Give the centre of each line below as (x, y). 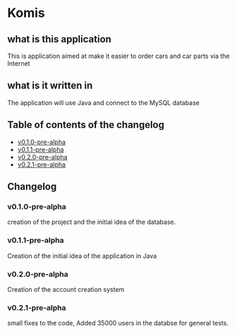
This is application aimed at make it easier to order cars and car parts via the (119, 56)
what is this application (59, 39)
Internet (19, 64)
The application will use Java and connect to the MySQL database (103, 102)
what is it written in (50, 86)
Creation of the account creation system (66, 289)
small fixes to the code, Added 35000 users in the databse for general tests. (118, 323)
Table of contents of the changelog (86, 125)
